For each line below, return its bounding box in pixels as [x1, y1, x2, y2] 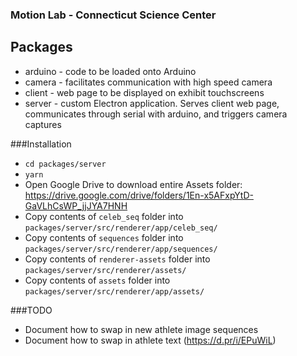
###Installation [10, 138, 72, 150]
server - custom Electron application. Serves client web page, [24, 97, 280, 109]
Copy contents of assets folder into [24, 274, 171, 286]
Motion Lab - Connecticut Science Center [10, 8, 217, 22]
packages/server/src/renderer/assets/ [24, 265, 187, 275]
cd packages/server [24, 159, 107, 169]
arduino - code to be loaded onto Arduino [24, 65, 197, 77]
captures [24, 118, 62, 130]
